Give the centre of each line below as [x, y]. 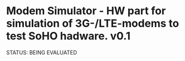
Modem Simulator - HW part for [86, 11]
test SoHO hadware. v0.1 [68, 36]
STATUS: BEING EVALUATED [42, 52]
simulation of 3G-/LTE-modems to [93, 23]
